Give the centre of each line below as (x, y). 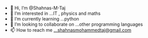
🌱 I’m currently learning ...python (44, 19)
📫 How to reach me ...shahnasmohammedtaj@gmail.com (71, 30)
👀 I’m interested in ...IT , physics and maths (55, 13)
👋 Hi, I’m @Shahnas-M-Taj (38, 8)
